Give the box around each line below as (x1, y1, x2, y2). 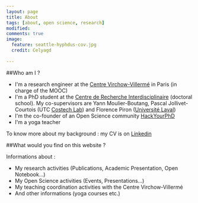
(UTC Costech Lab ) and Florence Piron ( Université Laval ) (37, 106, 176, 113)
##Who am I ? (6, 69, 40, 76)
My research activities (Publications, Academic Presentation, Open (14, 164, 178, 172)
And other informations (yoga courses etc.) (14, 189, 120, 196)
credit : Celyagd (11, 47, 52, 53)
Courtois (14, 106, 36, 113)
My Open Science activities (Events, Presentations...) (14, 177, 145, 184)
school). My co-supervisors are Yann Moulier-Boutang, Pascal (14, 99, 167, 107)
